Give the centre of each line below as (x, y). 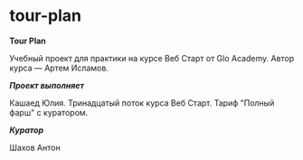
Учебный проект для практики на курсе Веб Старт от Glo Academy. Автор (152, 58)
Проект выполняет (47, 85)
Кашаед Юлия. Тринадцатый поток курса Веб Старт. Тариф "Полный (142, 103)
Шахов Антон (35, 147)
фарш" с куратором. (49, 112)
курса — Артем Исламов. (59, 68)
